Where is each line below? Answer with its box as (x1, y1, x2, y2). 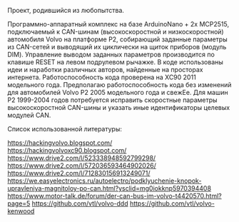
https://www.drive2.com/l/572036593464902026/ (7, 161, 157, 170)
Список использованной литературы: (7, 125, 123, 133)
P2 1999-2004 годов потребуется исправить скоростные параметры (7, 96, 218, 104)
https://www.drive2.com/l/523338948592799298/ (7, 153, 156, 162)
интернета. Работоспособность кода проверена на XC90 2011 (7, 73, 196, 81)
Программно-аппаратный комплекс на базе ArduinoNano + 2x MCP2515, (7, 20, 230, 28)
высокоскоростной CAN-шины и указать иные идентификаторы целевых (7, 104, 230, 111)
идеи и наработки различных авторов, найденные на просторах (7, 66, 203, 74)
